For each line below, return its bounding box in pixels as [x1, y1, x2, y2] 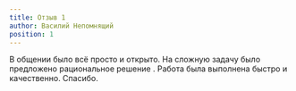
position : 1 [9, 29, 54, 38]
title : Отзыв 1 [9, 12, 66, 22]
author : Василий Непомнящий [9, 21, 114, 30]
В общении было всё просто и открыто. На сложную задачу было [9, 54, 261, 65]
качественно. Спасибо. [9, 73, 98, 84]
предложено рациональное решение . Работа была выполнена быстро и [9, 63, 288, 74]
